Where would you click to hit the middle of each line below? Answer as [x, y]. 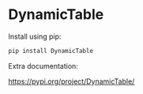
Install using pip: [35, 36]
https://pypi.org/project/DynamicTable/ [71, 81]
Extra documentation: [43, 66]
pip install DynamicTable [51, 51]
